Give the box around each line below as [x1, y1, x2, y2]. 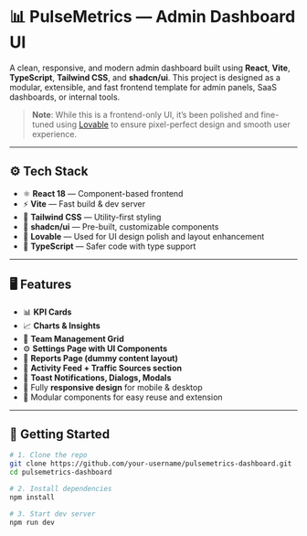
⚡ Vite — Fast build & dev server [22, 198, 146, 209]
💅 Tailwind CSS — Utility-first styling [22, 211, 162, 222]
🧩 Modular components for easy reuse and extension [22, 391, 223, 402]
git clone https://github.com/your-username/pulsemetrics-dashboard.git [9, 459, 292, 468]
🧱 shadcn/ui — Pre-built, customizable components [22, 220, 219, 232]
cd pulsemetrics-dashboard [9, 467, 112, 477]
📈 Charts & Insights [22, 320, 101, 331]
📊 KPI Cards [22, 306, 72, 317]
